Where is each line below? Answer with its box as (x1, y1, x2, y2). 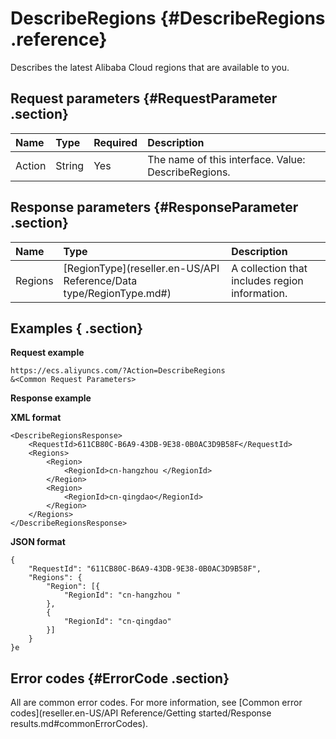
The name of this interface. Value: (147, 152, 306, 166)
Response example (10, 392, 92, 404)
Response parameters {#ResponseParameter (10, 199, 299, 216)
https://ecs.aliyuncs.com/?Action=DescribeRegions (10, 366, 226, 376)
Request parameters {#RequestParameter (10, 90, 278, 107)
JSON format (10, 536, 66, 548)
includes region (231, 273, 304, 287)
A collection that (231, 261, 308, 275)
